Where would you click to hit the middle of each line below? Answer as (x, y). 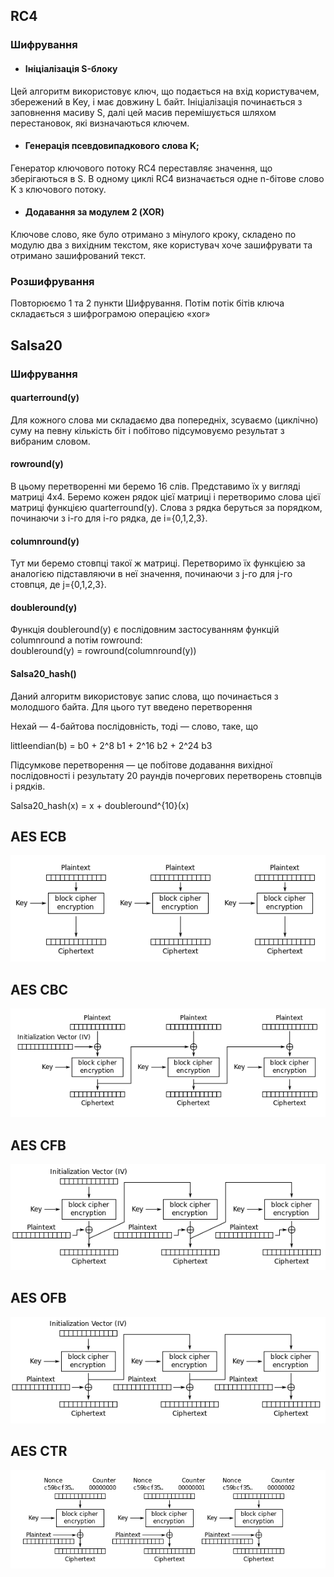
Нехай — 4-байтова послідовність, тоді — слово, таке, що (134, 726)
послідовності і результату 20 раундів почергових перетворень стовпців (166, 775)
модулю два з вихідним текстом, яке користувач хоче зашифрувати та (161, 245)
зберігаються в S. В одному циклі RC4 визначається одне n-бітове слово (167, 178)
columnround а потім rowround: (76, 640)
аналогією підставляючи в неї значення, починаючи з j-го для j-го (151, 574)
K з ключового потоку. (58, 189)
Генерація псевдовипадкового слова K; (112, 146)
